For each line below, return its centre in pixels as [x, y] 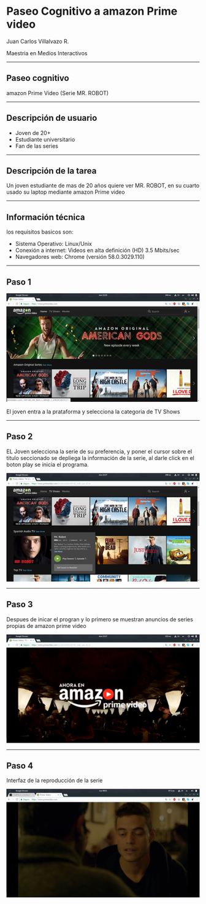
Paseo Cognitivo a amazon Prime [92, 11]
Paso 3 [20, 604]
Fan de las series [36, 146]
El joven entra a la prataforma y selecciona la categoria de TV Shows [93, 412]
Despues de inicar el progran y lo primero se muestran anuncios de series [100, 619]
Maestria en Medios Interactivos [47, 53]
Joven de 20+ [33, 132]
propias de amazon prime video [47, 626]
